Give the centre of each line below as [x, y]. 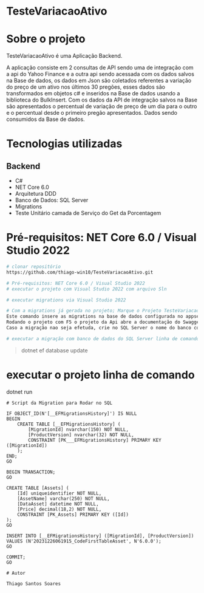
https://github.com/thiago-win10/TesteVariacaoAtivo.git [80, 272]
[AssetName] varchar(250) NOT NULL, [64, 499]
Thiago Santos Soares [34, 584]
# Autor [16, 573]
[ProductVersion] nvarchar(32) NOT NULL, [81, 435]
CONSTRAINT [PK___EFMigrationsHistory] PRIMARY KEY [95, 440]
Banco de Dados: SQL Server [52, 200]
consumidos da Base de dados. [46, 119]
